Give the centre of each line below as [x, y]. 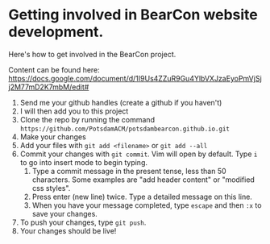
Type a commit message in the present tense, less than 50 [129, 171]
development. [56, 32]
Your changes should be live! [68, 230]
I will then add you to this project [74, 111]
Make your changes [53, 136]
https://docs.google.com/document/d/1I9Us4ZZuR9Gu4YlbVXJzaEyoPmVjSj [135, 78]
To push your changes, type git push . [83, 222]
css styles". [51, 188]
